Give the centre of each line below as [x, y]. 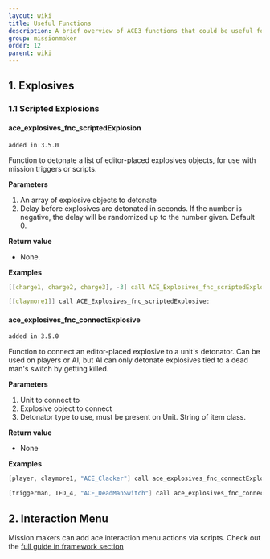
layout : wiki [30, 16]
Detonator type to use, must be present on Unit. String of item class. [133, 417]
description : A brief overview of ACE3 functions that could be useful [131, 31]
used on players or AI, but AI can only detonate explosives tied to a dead [129, 360]
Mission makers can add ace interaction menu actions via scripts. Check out [135, 538]
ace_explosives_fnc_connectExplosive [74, 320]
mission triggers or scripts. [53, 168]
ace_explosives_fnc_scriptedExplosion [75, 128]
